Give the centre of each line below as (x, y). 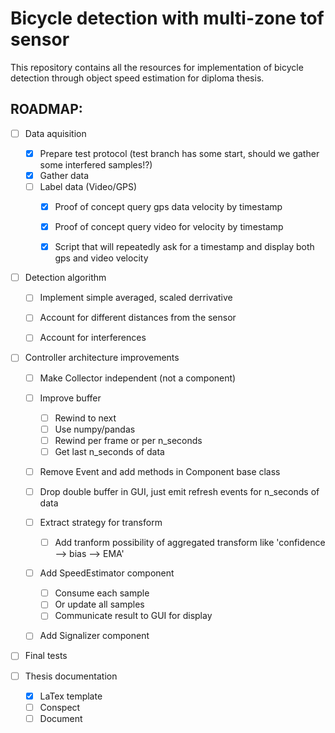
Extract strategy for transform (101, 522)
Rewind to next (85, 418)
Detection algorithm (65, 278)
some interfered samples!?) (96, 164)
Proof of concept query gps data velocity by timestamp (168, 206)
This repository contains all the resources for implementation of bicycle (157, 67)
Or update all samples (99, 604)
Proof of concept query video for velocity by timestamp (169, 227)
